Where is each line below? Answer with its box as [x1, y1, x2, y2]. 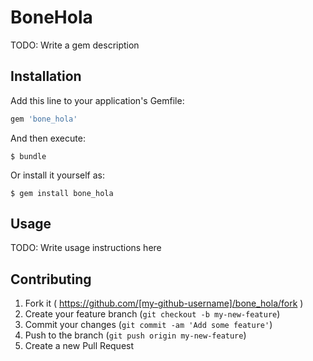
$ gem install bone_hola [10, 188, 114, 198]
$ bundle [10, 151, 47, 161]
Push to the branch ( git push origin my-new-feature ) [24, 329, 247, 341]
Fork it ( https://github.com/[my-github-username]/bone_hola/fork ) [24, 297, 304, 310]
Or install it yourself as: [10, 169, 105, 181]
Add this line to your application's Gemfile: [10, 94, 185, 106]
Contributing [10, 271, 92, 288]
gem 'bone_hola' [10, 114, 78, 124]
